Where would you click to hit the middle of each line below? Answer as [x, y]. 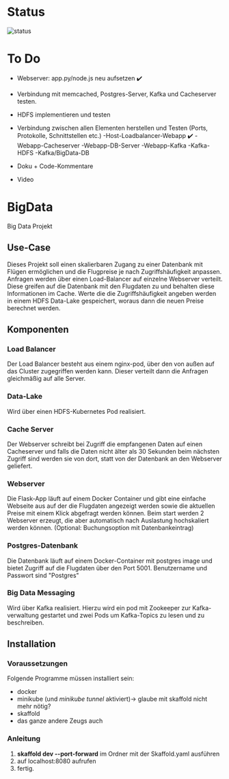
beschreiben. [26, 623]
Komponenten [38, 330]
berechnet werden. [34, 308]
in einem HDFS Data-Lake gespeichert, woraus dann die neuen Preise [105, 301]
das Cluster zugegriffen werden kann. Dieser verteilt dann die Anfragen [108, 371]
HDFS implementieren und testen [64, 115]
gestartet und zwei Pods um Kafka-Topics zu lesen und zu [122, 615]
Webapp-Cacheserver [48, 146]
